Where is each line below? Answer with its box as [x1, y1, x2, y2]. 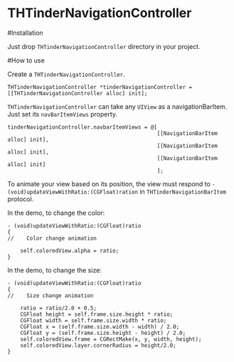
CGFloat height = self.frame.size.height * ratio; [20, 311, 174, 318]
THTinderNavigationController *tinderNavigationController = [7, 83, 193, 90]
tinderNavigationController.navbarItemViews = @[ [7, 123, 158, 131]
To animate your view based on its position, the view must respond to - [7, 179, 216, 188]
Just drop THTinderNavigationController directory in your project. [7, 42, 201, 50]
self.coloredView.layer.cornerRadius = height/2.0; [20, 341, 176, 349]
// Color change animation [7, 235, 97, 242]
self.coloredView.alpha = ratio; [20, 247, 119, 254]
